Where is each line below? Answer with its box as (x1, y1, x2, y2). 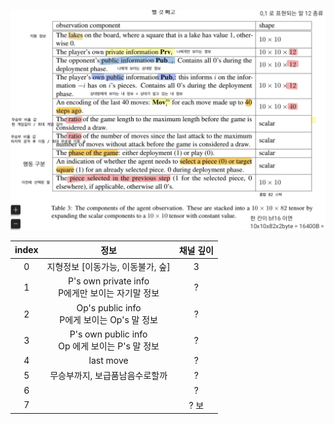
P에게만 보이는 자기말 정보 (58, 287, 160, 299)
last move (88, 355, 129, 367)
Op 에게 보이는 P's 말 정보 (58, 340, 160, 352)
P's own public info (69, 328, 148, 340)
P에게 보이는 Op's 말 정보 (59, 313, 158, 325)
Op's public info (76, 301, 142, 314)
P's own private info (68, 275, 150, 287)
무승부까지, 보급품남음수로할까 (49, 370, 168, 382)
